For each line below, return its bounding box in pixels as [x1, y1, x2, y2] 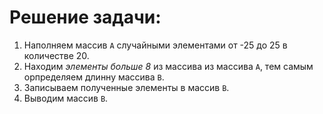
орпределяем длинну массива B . [23, 71, 165, 83]
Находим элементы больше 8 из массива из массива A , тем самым [23, 60, 314, 72]
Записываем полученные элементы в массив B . [23, 81, 230, 93]
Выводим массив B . [23, 92, 109, 104]
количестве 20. [23, 49, 90, 61]
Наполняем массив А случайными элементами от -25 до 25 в [23, 39, 288, 51]
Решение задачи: [9, 6, 162, 29]
